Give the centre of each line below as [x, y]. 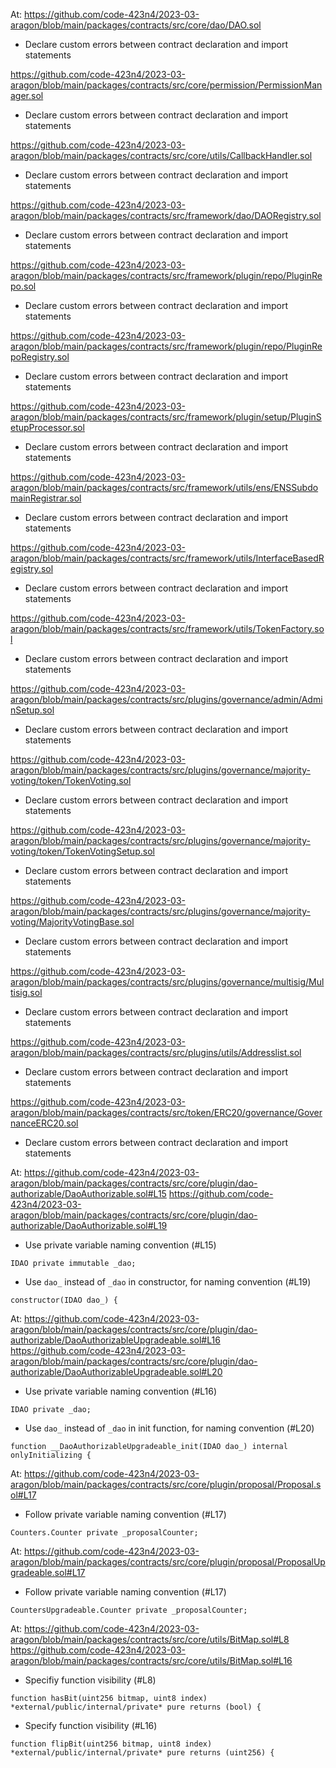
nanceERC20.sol [44, 1123]
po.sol [23, 286]
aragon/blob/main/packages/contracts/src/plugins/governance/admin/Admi [166, 699]
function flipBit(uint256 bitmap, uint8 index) [111, 1744]
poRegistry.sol [40, 357]
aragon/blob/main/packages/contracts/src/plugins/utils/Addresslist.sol [156, 1052]
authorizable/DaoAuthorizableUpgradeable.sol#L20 [116, 1372]
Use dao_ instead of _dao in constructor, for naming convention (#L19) [168, 1282]
